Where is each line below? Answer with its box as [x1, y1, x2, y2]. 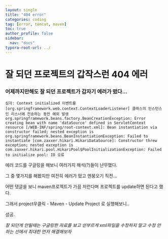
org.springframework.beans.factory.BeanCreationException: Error [5, 116, 146, 121]
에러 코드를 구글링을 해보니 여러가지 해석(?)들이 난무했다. [5, 162, 118, 168]
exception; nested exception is [5, 143, 73, 148]
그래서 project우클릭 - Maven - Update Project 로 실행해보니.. [5, 201, 130, 207]
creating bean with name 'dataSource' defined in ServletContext [5, 120, 146, 126]
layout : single [5, 7, 37, 13]
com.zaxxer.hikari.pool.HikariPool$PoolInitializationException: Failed [5, 147, 162, 152]
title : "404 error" [5, 12, 47, 17]
